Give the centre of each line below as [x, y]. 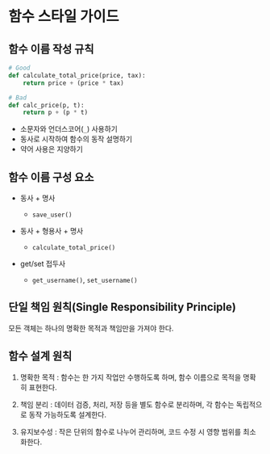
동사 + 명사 [37, 198]
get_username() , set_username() [85, 280]
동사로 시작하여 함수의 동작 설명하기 [76, 139]
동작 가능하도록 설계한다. [68, 414]
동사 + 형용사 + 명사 [52, 231]
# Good [19, 68]
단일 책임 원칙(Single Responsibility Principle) [122, 307]
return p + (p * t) [56, 113]
